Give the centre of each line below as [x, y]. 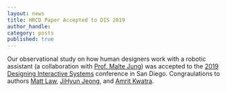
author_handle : [29, 26]
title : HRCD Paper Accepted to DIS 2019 [66, 20]
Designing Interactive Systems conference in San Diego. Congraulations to [113, 74]
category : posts [30, 33]
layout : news [26, 13]
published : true [30, 39]
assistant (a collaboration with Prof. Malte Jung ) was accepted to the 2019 [113, 66]
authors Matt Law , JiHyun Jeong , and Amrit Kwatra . [81, 81]
